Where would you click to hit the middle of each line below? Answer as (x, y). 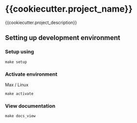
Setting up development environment (63, 38)
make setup (16, 62)
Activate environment (31, 74)
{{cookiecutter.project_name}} (69, 9)
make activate (19, 94)
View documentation (30, 106)
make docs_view (20, 116)
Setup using (20, 52)
